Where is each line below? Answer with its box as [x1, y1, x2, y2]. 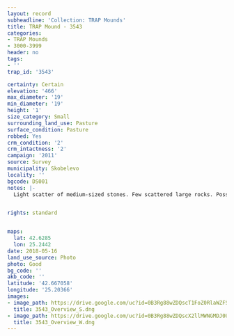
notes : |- [7, 184, 36, 191]
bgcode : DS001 [7, 178, 49, 185]
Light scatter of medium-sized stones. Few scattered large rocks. [13, 191, 214, 198]
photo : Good [7, 260, 42, 268]
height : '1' [7, 107, 42, 114]
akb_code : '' [7, 273, 45, 280]
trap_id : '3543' [7, 68, 54, 75]
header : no [7, 49, 39, 56]
